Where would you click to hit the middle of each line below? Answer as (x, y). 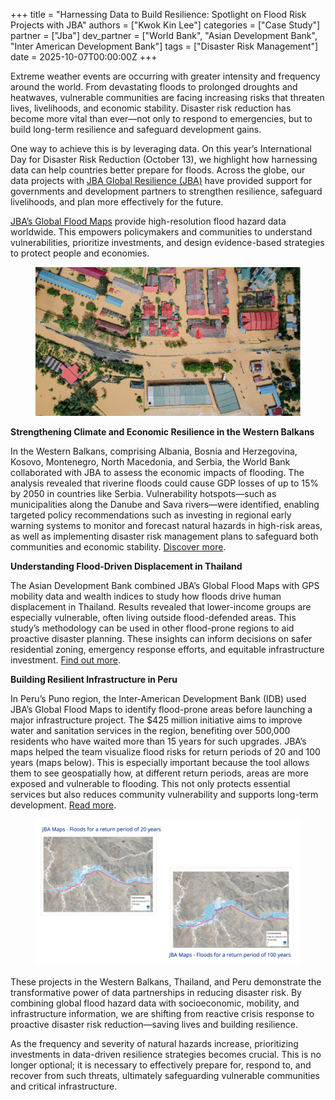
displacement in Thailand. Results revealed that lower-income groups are (161, 607)
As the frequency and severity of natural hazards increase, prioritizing (154, 1043)
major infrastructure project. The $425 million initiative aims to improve (156, 720)
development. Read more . (63, 805)
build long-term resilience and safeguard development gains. (136, 129)
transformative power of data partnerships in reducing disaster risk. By (156, 992)
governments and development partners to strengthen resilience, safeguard (166, 191)
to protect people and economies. (80, 253)
